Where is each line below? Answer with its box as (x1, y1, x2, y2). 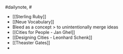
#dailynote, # (5, 4, 32, 10)
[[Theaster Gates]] (12, 40, 50, 46)
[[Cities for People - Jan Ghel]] (12, 29, 75, 35)
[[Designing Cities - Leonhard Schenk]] (12, 34, 92, 40)
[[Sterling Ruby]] (12, 14, 46, 19)
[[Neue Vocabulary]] (12, 19, 54, 25)
